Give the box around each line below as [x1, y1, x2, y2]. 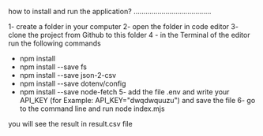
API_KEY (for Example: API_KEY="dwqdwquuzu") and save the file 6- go [19, 96, 256, 105]
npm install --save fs [19, 62, 87, 72]
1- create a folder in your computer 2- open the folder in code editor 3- [8, 22, 239, 31]
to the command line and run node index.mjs [19, 104, 165, 113]
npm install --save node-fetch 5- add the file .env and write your [19, 87, 230, 97]
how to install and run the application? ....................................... [8, 7, 212, 16]
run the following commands [8, 39, 101, 48]
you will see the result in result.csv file [8, 119, 133, 128]
